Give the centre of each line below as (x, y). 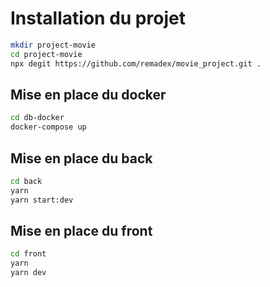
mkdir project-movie (53, 45)
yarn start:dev (42, 200)
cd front (28, 254)
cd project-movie (46, 54)
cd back (26, 181)
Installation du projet (98, 18)
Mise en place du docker (88, 94)
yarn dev (28, 273)
